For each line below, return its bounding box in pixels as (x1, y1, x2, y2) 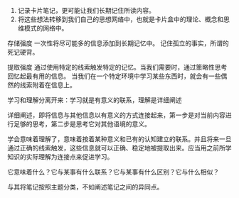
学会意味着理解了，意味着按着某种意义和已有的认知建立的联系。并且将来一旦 (7, 135, 232, 143)
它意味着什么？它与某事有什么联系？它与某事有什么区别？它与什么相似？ (7, 167, 219, 176)
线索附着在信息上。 (19, 81, 76, 89)
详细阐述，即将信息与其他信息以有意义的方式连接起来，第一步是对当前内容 (7, 111, 225, 119)
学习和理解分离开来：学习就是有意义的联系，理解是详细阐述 (7, 96, 182, 104)
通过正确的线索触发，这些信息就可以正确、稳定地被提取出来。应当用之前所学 (7, 144, 232, 152)
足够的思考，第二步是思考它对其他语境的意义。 (13, 120, 151, 128)
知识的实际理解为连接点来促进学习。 (7, 153, 114, 161)
